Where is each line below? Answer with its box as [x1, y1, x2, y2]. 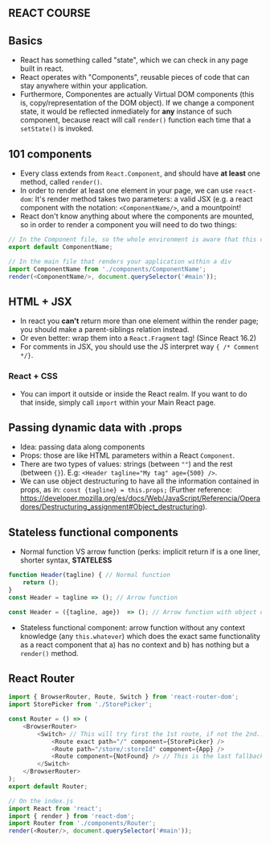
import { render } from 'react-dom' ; [8, 812, 135, 820]
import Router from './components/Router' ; [8, 820, 157, 828]
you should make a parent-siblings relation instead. [19, 325, 190, 334]
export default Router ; [8, 782, 88, 791]
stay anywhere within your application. [19, 81, 149, 91]
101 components [8, 147, 92, 160]
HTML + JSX [8, 294, 72, 309]
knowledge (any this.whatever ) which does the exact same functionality [19, 631, 261, 641]
